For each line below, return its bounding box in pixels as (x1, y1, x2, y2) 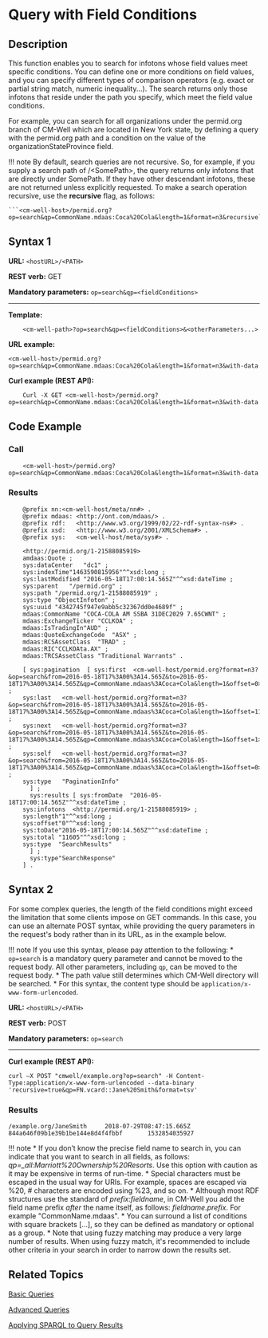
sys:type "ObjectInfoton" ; (22, 596, 116, 604)
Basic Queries (8, 1289, 54, 1299)
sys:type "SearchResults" (22, 840, 112, 848)
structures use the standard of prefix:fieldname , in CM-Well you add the (8, 1194, 245, 1203)
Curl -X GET (22, 391, 62, 399)
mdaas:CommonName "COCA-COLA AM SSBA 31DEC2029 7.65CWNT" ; (22, 610, 227, 618)
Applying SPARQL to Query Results (8, 1320, 124, 1329)
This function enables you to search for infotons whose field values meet (8, 58, 248, 68)
